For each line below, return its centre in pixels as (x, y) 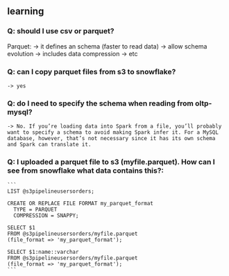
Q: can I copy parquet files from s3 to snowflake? (92, 71)
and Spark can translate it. (49, 145)
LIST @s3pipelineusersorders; (51, 191)
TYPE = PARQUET (35, 209)
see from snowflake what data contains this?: (86, 171)
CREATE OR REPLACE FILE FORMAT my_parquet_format (80, 203)
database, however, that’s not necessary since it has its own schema (111, 139)
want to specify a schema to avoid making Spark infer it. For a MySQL (113, 132)
